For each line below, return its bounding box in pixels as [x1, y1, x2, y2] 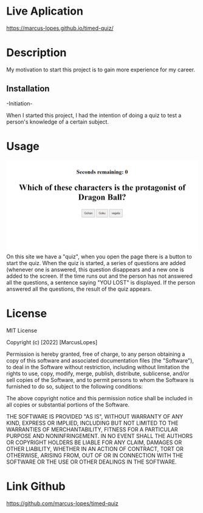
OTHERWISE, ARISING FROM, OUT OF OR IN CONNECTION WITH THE [6, 451, 184, 459]
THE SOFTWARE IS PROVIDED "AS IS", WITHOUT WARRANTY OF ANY [6, 412, 184, 420]
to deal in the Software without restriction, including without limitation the [6, 363, 190, 370]
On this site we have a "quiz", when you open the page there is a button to [6, 253, 193, 260]
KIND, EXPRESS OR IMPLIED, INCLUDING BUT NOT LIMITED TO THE [6, 419, 179, 426]
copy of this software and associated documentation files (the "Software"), [6, 356, 194, 364]
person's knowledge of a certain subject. [6, 118, 109, 126]
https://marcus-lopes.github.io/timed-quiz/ [6, 24, 114, 32]
